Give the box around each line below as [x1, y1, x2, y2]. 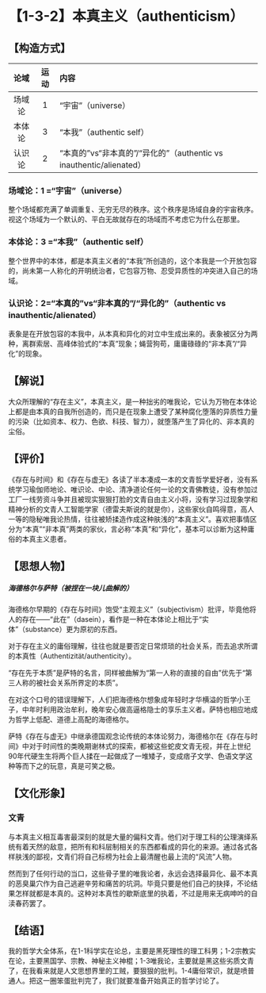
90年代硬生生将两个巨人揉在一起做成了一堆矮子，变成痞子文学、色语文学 [8, 751, 246, 761]
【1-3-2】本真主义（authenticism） [8, 7, 244, 25]
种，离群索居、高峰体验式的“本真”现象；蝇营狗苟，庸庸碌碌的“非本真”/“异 [8, 339, 247, 348]
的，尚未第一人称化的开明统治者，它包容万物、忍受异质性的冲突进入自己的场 [8, 266, 258, 275]
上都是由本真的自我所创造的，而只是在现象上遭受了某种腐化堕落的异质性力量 [8, 406, 258, 416]
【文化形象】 [8, 787, 71, 800]
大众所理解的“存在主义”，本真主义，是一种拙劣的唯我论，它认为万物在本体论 [8, 397, 257, 406]
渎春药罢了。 [8, 898, 50, 908]
